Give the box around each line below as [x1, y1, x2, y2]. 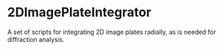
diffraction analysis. [7, 35, 65, 43]
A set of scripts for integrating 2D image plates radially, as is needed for [7, 28, 217, 36]
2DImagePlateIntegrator [7, 4, 152, 21]
